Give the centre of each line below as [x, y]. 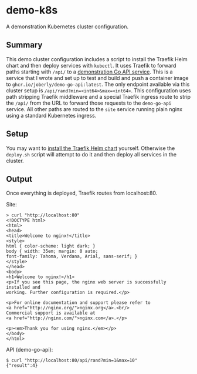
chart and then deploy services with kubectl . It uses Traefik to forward [91, 65]
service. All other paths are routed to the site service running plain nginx [94, 109]
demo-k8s [32, 10]
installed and [23, 288]
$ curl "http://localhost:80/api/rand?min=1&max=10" [72, 360]
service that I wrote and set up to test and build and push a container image [97, 78]
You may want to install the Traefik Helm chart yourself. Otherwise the [91, 148]
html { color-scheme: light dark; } [51, 246]
